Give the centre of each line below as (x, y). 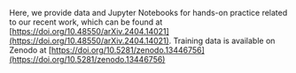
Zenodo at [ (31, 50)
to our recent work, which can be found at (86, 22)
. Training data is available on (222, 40)
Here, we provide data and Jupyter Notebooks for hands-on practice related (148, 13)
